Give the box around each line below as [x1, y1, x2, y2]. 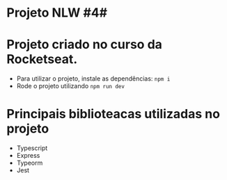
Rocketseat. [6, 51, 78, 67]
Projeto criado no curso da [6, 37, 163, 53]
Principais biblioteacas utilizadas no [6, 106, 221, 122]
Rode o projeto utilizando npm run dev [16, 82, 125, 90]
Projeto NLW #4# [6, 5, 108, 21]
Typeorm [16, 158, 43, 167]
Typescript [16, 144, 48, 152]
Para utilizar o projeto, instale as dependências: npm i [16, 74, 171, 83]
